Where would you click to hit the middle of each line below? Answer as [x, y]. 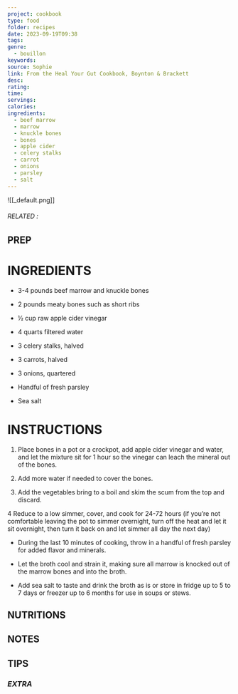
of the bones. [37, 465]
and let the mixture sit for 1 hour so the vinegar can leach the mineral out [124, 457]
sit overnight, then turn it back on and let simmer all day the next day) [109, 529]
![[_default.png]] [31, 200]
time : [15, 93]
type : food [23, 21]
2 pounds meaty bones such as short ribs [79, 304]
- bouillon [30, 54]
